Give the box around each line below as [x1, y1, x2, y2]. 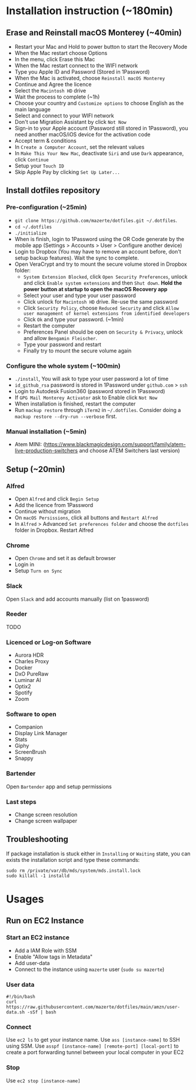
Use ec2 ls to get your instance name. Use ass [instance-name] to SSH [6, 1036, 180, 1043]
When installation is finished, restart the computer [14, 400, 136, 407]
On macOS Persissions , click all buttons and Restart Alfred [14, 514, 158, 521]
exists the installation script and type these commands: [6, 856, 140, 863]
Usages [6, 893, 44, 906]
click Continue [14, 156, 49, 163]
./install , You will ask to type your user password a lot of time [14, 375, 169, 382]
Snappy [14, 755, 34, 762]
